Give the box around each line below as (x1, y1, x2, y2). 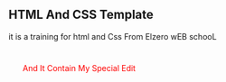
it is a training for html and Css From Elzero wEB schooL (8, 31, 218, 41)
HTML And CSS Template (8, 7, 155, 23)
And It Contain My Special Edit (23, 62, 137, 73)
